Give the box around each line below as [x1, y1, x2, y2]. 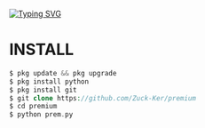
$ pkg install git [9, 85, 77, 94]
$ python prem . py [9, 110, 74, 119]
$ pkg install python [9, 76, 90, 86]
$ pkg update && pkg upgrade [9, 68, 117, 77]
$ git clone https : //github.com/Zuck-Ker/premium [9, 93, 197, 102]
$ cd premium [9, 102, 58, 111]
